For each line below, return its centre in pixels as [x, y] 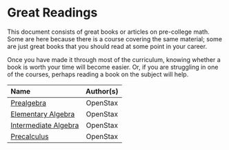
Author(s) [102, 91]
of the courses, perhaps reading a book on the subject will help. [98, 74]
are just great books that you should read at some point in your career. [107, 46]
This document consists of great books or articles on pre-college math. [108, 32]
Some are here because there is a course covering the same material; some [115, 39]
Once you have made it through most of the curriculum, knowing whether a [114, 59]
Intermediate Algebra [45, 125]
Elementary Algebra [43, 114]
